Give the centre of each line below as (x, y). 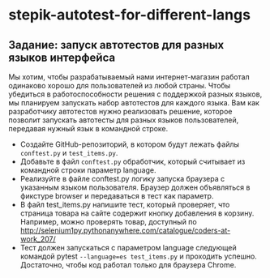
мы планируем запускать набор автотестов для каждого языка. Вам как (134, 103)
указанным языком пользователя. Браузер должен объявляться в (135, 187)
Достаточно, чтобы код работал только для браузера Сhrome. (128, 265)
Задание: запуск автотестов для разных (116, 45)
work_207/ (38, 239)
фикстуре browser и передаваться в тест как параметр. (117, 196)
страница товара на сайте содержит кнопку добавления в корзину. (137, 213)
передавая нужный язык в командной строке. (88, 128)
